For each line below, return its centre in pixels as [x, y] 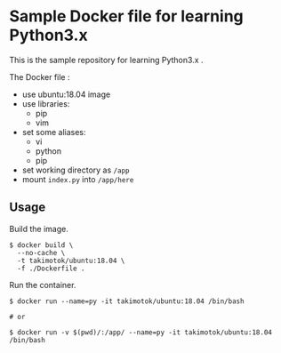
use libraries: [46, 103]
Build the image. [39, 229]
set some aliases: [54, 132]
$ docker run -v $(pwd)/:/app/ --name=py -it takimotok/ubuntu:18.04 [141, 332]
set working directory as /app [76, 170]
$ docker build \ [41, 245]
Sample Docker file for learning [127, 16]
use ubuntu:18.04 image [66, 94]
